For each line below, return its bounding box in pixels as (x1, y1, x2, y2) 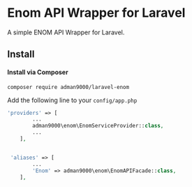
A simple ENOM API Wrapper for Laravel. (7, 28, 125, 36)
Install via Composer (7, 68, 68, 76)
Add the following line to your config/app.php (7, 96, 138, 104)
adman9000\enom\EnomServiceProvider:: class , (32, 123, 164, 130)
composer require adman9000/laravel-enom (7, 83, 130, 90)
